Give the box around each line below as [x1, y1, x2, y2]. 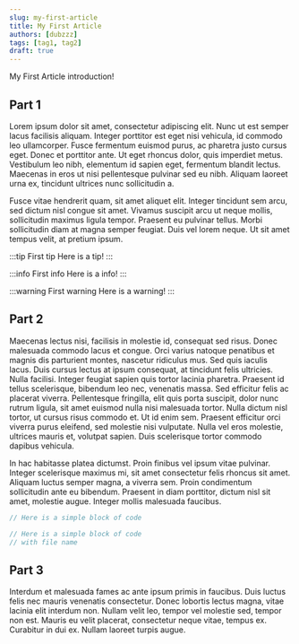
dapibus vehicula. [9, 440, 74, 451]
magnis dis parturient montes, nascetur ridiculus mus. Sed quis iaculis [9, 354, 269, 365]
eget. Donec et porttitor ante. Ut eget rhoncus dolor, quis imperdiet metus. [9, 149, 284, 160]
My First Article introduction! [9, 71, 115, 82]
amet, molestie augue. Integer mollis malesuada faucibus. [9, 495, 222, 507]
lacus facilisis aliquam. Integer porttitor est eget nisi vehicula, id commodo [9, 130, 284, 141]
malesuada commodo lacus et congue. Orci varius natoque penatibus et [9, 344, 275, 355]
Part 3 [9, 562, 44, 578]
